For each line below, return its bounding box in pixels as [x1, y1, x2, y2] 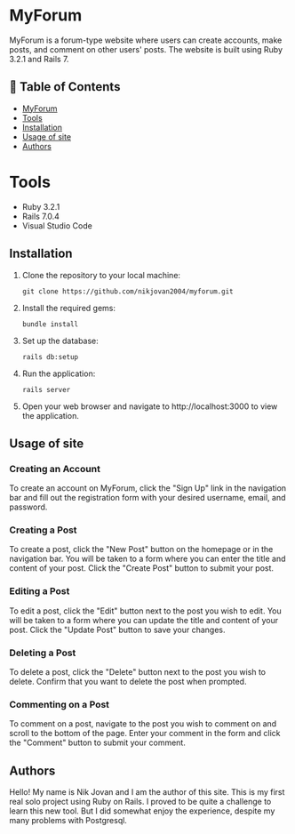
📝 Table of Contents [9, 79, 121, 94]
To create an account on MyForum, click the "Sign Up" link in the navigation [9, 483, 287, 493]
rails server [21, 385, 71, 394]
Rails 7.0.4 [21, 211, 60, 221]
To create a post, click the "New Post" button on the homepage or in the [9, 544, 274, 555]
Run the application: [21, 368, 96, 379]
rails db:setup [21, 352, 79, 361]
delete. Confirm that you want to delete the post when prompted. [9, 677, 247, 687]
